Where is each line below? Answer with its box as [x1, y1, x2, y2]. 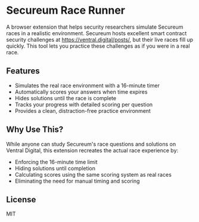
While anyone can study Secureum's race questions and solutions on [6, 140, 176, 147]
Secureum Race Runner [6, 4, 125, 17]
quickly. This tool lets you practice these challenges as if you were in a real [6, 42, 190, 50]
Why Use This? [6, 125, 64, 135]
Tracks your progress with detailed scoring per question [14, 101, 153, 108]
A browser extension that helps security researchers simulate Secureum [6, 23, 184, 30]
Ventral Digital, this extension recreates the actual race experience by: [6, 147, 179, 154]
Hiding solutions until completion [14, 165, 96, 172]
